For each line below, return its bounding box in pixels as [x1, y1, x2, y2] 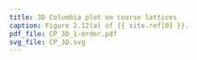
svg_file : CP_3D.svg [9, 37, 86, 47]
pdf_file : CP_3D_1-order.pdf [9, 29, 118, 38]
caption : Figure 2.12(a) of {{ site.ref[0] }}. [9, 21, 190, 30]
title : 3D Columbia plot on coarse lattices [9, 12, 177, 22]
